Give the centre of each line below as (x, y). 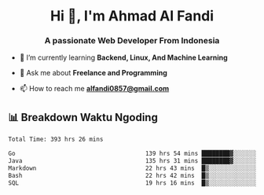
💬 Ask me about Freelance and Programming (93, 73)
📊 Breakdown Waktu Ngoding (83, 117)
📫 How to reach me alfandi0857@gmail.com (94, 89)
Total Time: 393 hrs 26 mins (56, 140)
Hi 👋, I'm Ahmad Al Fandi (132, 16)
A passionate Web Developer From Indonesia (132, 41)
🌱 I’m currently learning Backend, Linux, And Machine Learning (123, 57)
